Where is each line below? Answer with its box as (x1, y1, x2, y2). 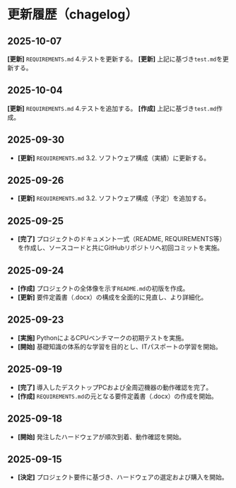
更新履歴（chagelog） (7, 6, 138, 23)
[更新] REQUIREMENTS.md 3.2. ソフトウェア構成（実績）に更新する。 (17, 153, 211, 162)
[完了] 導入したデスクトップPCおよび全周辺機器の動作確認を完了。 (17, 383, 213, 391)
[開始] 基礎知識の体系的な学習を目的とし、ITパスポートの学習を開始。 (17, 342, 223, 351)
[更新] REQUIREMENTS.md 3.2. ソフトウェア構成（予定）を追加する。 (17, 194, 211, 202)
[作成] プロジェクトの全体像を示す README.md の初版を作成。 (17, 284, 189, 293)
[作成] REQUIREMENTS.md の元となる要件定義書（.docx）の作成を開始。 (17, 392, 218, 400)
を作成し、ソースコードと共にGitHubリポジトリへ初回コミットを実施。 (17, 243, 224, 252)
